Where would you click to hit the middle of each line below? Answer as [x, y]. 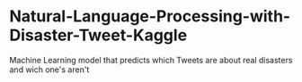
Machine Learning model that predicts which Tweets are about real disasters [151, 60]
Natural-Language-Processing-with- [150, 16]
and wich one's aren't [49, 70]
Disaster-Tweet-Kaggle [98, 35]
